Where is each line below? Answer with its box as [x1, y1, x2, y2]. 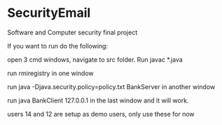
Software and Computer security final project [7, 28, 138, 37]
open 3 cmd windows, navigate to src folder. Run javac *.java [7, 55, 183, 64]
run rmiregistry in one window [7, 69, 94, 77]
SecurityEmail [7, 5, 91, 21]
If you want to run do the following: [7, 41, 109, 50]
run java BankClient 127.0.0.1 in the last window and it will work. [7, 96, 189, 105]
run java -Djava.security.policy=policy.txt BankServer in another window [7, 82, 216, 91]
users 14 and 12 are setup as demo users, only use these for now [7, 110, 195, 118]
